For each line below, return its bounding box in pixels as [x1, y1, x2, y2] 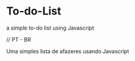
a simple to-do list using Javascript [6, 24, 94, 31]
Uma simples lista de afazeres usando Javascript [6, 47, 130, 55]
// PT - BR [6, 36, 32, 43]
